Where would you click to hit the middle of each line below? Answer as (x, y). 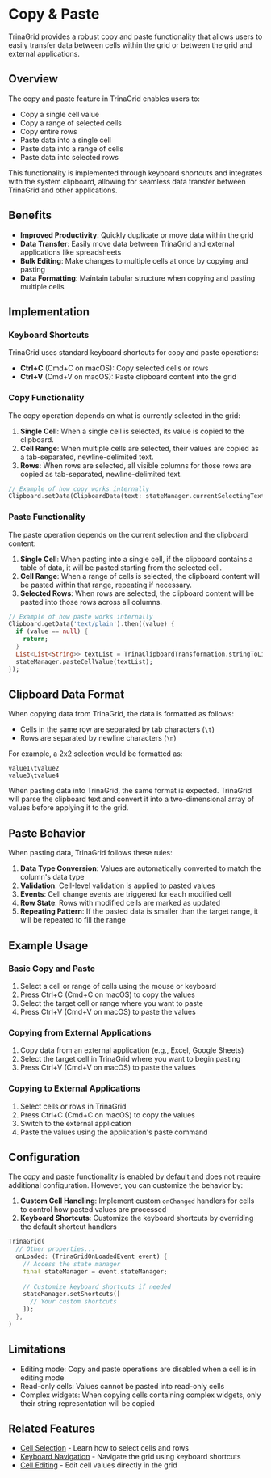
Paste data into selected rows (69, 157)
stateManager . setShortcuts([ (72, 1294)
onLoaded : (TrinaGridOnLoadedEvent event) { (92, 1257)
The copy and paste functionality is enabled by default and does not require (134, 1176)
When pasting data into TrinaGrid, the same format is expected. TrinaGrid (130, 791)
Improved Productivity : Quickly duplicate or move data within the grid (137, 234)
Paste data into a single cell (65, 140)
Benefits (30, 215)
